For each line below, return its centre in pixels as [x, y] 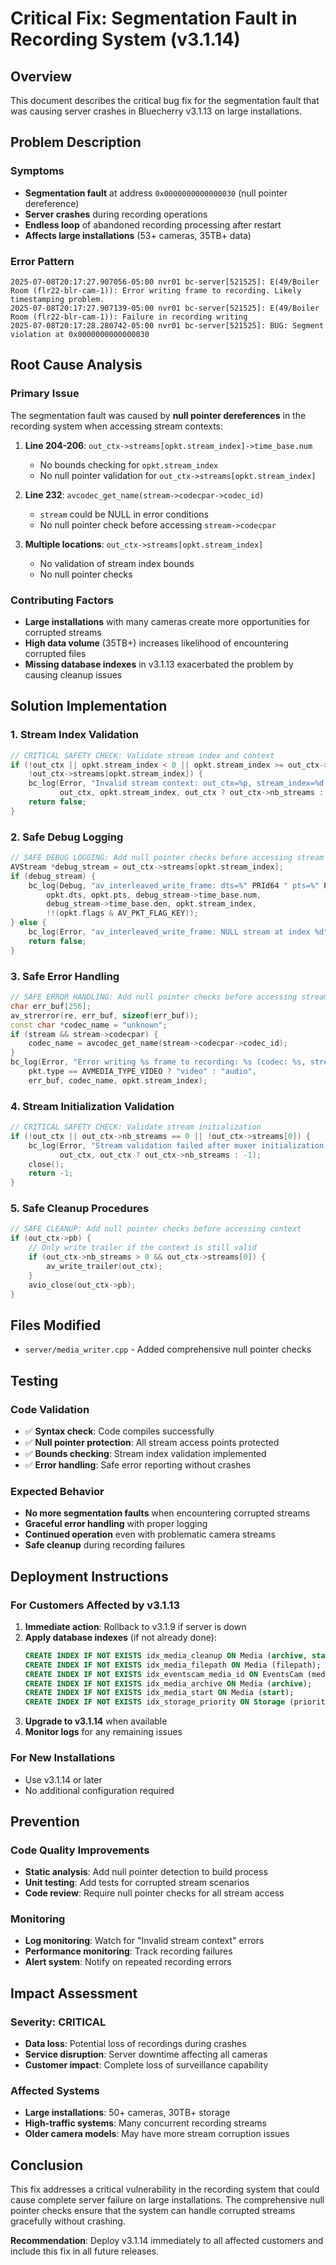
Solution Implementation [89, 706]
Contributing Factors [62, 600]
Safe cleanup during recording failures [105, 1545]
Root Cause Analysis [76, 365]
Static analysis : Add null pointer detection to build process [146, 1872]
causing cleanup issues [73, 674]
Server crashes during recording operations [116, 214]
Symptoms [37, 171]
